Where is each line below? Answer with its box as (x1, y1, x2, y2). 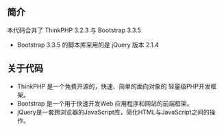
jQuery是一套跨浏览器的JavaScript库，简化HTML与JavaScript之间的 (16, 108, 210, 116)
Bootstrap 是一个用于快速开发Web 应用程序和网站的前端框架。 (16, 99, 193, 108)
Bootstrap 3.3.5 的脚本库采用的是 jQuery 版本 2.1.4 (16, 40, 160, 49)
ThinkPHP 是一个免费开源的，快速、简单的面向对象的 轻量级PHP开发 (16, 82, 211, 91)
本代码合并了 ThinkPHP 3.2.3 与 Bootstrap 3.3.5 (7, 26, 142, 34)
